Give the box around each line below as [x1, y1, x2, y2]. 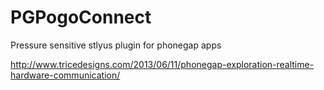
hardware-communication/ [10, 69, 121, 81]
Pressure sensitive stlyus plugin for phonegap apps [10, 39, 222, 51]
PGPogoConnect [10, 6, 152, 29]
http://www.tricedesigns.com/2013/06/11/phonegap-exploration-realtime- [10, 58, 315, 70]
